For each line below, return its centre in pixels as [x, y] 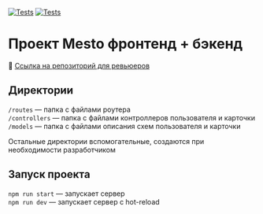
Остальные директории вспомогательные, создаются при [106, 141]
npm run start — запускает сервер [67, 194]
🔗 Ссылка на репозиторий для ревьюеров [79, 65]
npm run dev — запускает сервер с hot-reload [84, 201]
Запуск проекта [49, 174]
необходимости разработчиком [62, 149]
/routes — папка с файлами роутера [70, 109]
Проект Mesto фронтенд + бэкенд [126, 44]
